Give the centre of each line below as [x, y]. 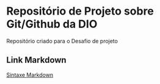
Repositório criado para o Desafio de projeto [62, 41]
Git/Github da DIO [52, 24]
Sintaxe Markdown [30, 75]
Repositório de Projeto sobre [80, 11]
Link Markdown [36, 60]
